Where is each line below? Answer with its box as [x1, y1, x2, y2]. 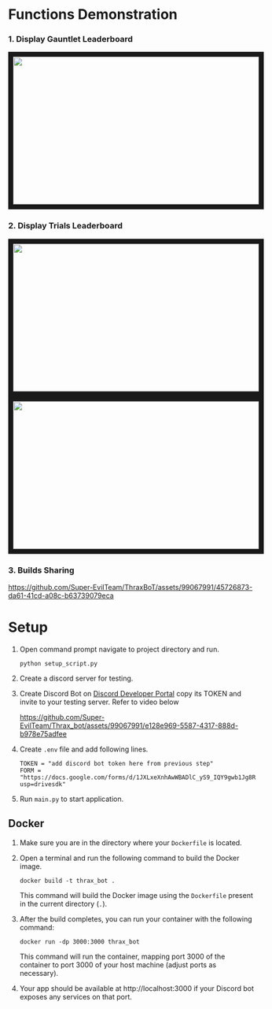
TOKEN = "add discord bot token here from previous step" [19, 760, 214, 768]
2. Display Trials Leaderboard [8, 221, 123, 232]
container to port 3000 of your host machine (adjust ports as [19, 959, 217, 970]
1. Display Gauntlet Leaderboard [8, 34, 134, 45]
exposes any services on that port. [19, 992, 132, 1001]
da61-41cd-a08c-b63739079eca [8, 591, 114, 600]
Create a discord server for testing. [19, 673, 134, 683]
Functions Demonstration [8, 6, 178, 24]
